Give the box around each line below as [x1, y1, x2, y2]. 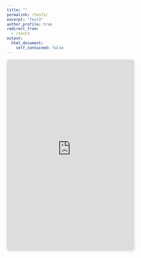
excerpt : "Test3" [7, 17, 44, 22]
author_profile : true [7, 21, 53, 27]
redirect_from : [7, 26, 39, 31]
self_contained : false [16, 45, 64, 50]
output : [7, 36, 23, 41]
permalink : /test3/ [7, 12, 48, 17]
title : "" [7, 7, 28, 13]
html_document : [11, 41, 44, 46]
